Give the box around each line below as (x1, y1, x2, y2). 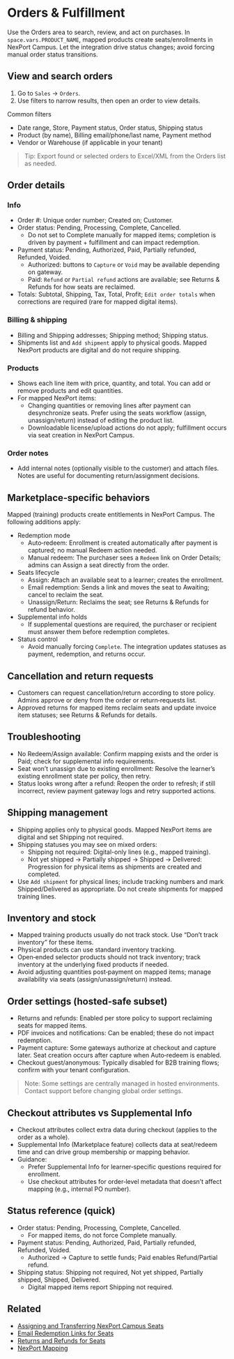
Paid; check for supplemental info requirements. (17, 757, 156, 765)
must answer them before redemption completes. (27, 628, 170, 636)
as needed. (24, 159, 57, 167)
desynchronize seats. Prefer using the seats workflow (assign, (27, 409, 207, 417)
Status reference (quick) (7, 1205, 116, 1217)
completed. (27, 870, 61, 878)
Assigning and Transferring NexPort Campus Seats (17, 1321, 164, 1330)
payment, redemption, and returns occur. (27, 650, 146, 659)
